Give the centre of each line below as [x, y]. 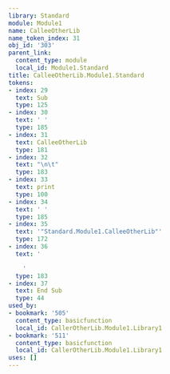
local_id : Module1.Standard [62, 68]
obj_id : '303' [32, 46]
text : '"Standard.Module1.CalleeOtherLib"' [89, 232]
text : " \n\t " [37, 165]
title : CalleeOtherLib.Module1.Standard [77, 75]
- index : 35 [28, 224]
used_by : [23, 306]
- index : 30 [28, 113]
